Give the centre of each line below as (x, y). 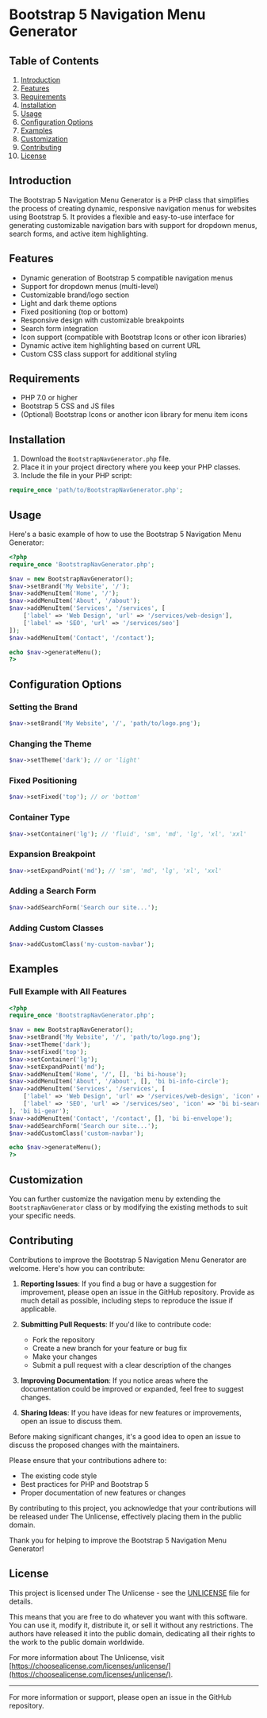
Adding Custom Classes (56, 928)
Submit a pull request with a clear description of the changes (132, 1365)
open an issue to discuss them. (71, 1421)
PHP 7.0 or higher (49, 398)
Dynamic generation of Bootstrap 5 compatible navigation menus (126, 278)
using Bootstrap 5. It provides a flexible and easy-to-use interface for (122, 217)
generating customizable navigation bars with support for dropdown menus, (133, 225)
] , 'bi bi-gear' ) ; (39, 1111)
